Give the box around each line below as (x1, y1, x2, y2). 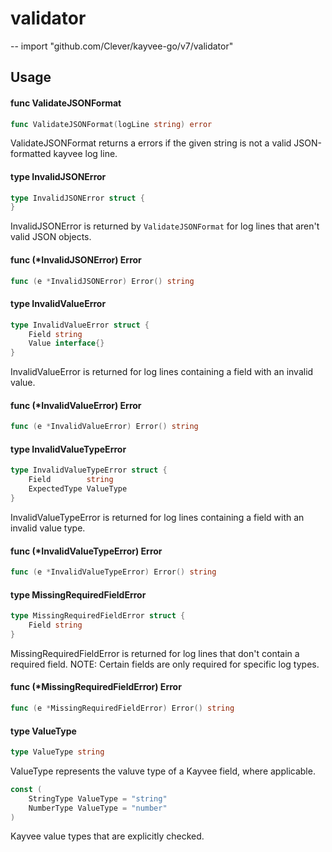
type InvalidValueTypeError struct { (10, 465, 168, 476)
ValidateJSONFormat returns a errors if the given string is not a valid (10, 137, 292, 149)
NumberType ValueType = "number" (28, 803, 168, 813)
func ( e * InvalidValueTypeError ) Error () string (10, 567, 217, 577)
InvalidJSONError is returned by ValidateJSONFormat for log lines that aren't (10, 220, 320, 232)
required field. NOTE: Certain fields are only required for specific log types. (10, 658, 320, 670)
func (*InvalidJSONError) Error (10, 253, 142, 266)
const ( (10, 784, 43, 794)
